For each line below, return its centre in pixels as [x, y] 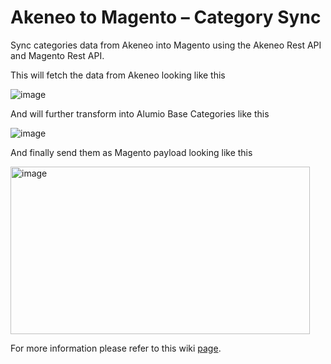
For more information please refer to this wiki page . [116, 348]
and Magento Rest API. [57, 55]
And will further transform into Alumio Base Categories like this [140, 113]
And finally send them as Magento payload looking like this [131, 152]
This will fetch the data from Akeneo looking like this [118, 75]
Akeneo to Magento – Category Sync [166, 17]
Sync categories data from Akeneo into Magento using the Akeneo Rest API [166, 45]
